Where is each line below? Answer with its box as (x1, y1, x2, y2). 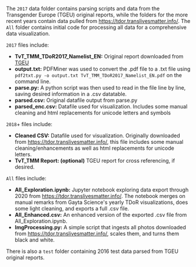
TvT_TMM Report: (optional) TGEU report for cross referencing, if (14, 157, 175, 164)
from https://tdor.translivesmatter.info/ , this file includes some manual (14, 139, 184, 145)
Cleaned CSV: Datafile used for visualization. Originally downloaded (14, 132, 181, 139)
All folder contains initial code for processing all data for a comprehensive (6, 24, 187, 31)
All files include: (6, 175, 46, 182)
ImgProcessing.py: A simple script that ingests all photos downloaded (14, 224, 187, 230)
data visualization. (6, 30, 50, 37)
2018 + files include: (6, 121, 53, 127)
